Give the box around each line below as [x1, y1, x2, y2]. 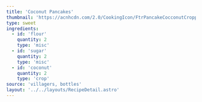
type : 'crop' [17, 76, 50, 82]
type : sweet [6, 20, 36, 26]
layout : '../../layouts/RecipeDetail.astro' [6, 87, 120, 93]
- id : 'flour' [11, 31, 47, 37]
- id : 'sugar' [11, 48, 47, 54]
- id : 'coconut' [11, 64, 52, 71]
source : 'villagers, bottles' [6, 82, 82, 88]
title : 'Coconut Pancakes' [6, 8, 74, 15]
